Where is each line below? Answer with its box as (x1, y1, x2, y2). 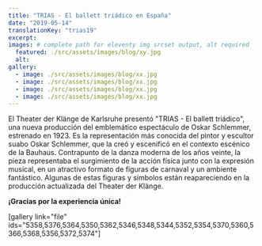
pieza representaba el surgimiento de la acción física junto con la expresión (8, 156, 255, 166)
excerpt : (8, 33, 37, 42)
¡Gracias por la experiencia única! (8, 197, 121, 206)
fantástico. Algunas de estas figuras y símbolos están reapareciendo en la (8, 173, 250, 183)
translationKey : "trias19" (8, 26, 97, 34)
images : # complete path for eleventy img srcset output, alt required (8, 41, 249, 49)
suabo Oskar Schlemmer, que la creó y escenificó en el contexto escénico (8, 139, 251, 149)
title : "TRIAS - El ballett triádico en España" (8, 11, 172, 20)
